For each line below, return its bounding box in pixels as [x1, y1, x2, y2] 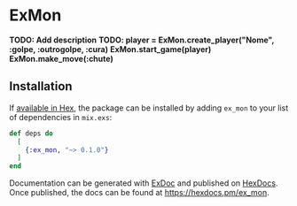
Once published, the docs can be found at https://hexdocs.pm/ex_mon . [9, 187, 270, 198]
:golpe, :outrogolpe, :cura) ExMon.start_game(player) [9, 43, 212, 54]
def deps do [9, 129, 53, 138]
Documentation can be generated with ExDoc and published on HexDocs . [9, 178, 278, 188]
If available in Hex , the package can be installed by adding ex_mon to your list [9, 103, 289, 113]
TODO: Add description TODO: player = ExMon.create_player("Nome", [9, 34, 275, 45]
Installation [9, 79, 73, 94]
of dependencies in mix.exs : [9, 111, 113, 122]
